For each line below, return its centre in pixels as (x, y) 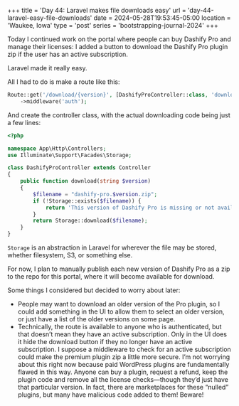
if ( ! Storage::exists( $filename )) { (87, 201)
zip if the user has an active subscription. (68, 54)
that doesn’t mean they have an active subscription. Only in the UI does (122, 334)
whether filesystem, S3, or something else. (70, 255)
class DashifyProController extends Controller (79, 168)
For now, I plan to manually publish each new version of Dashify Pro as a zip (119, 269)
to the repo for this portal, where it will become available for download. (111, 276)
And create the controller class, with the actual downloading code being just (119, 115)
